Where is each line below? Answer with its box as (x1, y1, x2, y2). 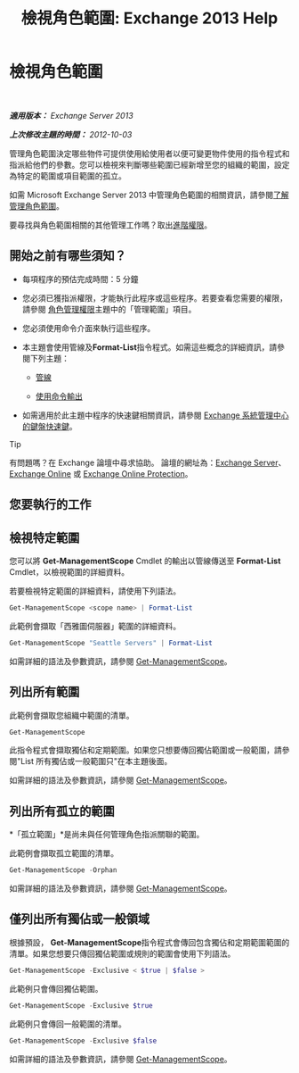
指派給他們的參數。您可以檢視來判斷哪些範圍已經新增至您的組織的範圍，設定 (9, 159, 290, 170)
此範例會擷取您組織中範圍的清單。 (9, 710, 134, 720)
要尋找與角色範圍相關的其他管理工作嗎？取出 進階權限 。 (9, 220, 212, 230)
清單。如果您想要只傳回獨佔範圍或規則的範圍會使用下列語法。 (9, 948, 236, 959)
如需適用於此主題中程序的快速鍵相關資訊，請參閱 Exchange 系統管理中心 (21, 410, 289, 420)
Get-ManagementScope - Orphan (9, 866, 117, 875)
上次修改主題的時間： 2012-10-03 (9, 129, 133, 139)
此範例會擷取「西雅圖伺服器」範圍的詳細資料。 (9, 620, 181, 631)
